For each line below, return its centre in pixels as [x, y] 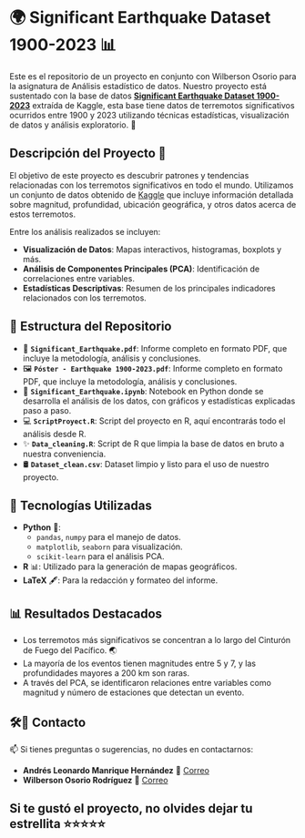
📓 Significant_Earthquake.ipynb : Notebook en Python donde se [143, 391]
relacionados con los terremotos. [85, 298]
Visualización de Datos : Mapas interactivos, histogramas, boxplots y [152, 249]
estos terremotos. [42, 214]
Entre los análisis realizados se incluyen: [85, 231]
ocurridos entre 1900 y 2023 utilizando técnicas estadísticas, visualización [149, 115]
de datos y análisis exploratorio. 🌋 [73, 125]
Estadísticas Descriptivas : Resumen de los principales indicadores [149, 288]
